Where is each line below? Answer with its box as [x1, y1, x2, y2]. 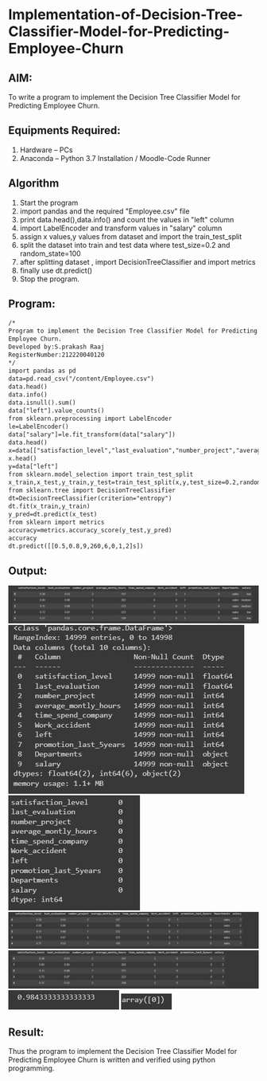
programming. [8, 1063, 55, 1073]
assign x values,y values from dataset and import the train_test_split [19, 231, 242, 241]
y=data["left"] [8, 462, 59, 471]
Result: [8, 1025, 44, 1039]
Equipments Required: [8, 124, 121, 137]
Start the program [19, 198, 79, 207]
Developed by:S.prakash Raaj [8, 343, 105, 352]
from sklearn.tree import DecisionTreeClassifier [8, 486, 176, 495]
